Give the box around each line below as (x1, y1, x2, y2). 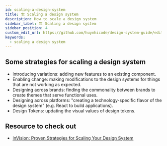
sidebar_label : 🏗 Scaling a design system (5, 21, 96, 26)
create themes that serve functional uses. (12, 92, 98, 98)
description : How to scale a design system (5, 16, 97, 21)
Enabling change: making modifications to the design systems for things (12, 76, 161, 82)
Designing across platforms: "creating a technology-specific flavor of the (12, 97, 162, 103)
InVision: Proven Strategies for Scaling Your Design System (12, 135, 134, 141)
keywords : (5, 35, 26, 40)
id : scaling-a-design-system (5, 7, 66, 12)
